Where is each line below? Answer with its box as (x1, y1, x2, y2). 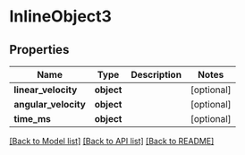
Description (131, 69, 182, 81)
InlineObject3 (9, 6, 112, 27)
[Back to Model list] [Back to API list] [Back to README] (9, 136, 215, 146)
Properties (9, 42, 70, 57)
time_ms (13, 113, 52, 125)
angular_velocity (13, 99, 87, 110)
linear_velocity (13, 83, 78, 96)
